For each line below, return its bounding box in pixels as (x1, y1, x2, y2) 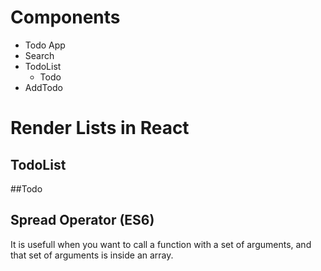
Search (24, 49, 55, 61)
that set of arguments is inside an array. (10, 249, 174, 261)
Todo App (24, 39, 66, 51)
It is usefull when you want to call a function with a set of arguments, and (10, 238, 312, 250)
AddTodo (24, 81, 63, 93)
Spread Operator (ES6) (10, 212, 155, 229)
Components (10, 6, 121, 29)
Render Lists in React (10, 117, 190, 140)
